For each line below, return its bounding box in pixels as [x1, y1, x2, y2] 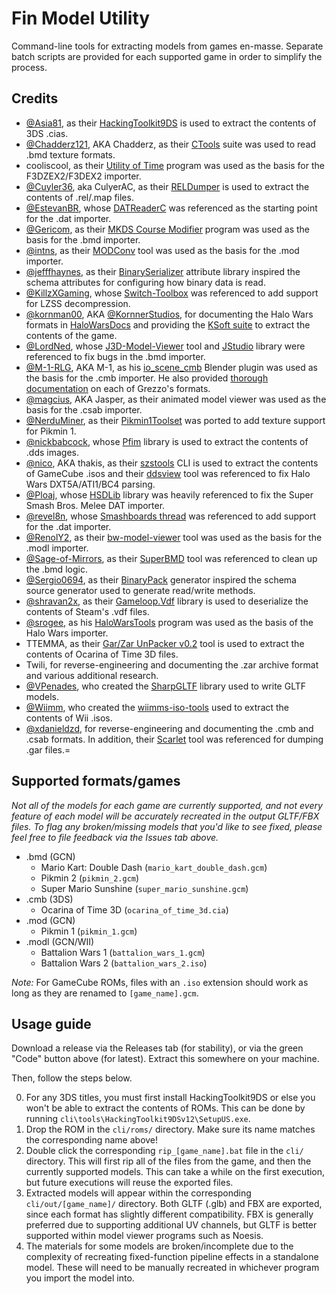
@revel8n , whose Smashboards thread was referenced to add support [25, 510, 317, 522]
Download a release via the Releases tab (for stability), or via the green [11, 1042, 304, 1054]
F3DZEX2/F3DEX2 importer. [25, 170, 142, 182]
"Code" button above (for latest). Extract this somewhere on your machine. [11, 1053, 320, 1065]
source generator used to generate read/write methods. [25, 584, 256, 596]
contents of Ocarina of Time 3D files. [25, 648, 179, 660]
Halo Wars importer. [25, 627, 109, 639]
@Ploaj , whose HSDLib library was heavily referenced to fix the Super [25, 488, 314, 501]
